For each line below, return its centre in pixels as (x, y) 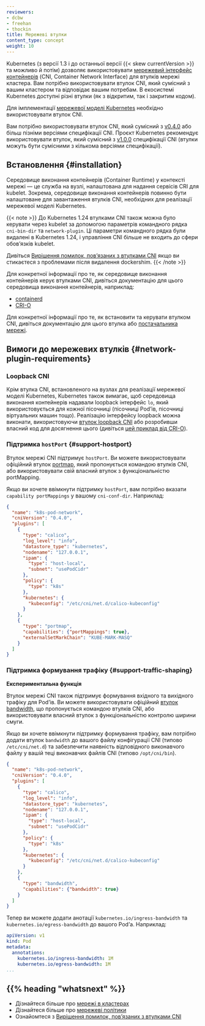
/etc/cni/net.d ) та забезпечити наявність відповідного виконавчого (95, 746)
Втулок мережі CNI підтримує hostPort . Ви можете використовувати (96, 458)
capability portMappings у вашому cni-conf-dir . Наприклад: (85, 496)
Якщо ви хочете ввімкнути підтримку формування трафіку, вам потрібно (101, 733)
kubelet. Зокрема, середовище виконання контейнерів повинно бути (96, 193)
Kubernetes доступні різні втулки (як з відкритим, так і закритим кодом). (101, 96)
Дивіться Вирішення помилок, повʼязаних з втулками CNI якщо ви (93, 255)
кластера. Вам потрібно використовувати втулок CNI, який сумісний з (98, 83)
